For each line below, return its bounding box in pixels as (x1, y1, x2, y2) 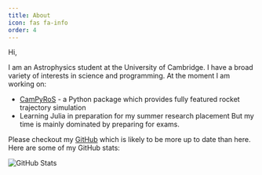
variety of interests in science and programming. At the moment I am (8, 71, 230, 81)
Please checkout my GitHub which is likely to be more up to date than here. (8, 135, 251, 144)
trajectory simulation (19, 103, 86, 112)
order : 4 (8, 26, 37, 34)
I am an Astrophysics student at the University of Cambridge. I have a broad (8, 63, 253, 72)
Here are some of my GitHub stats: (8, 143, 120, 153)
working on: (8, 79, 47, 89)
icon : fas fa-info (8, 19, 68, 27)
